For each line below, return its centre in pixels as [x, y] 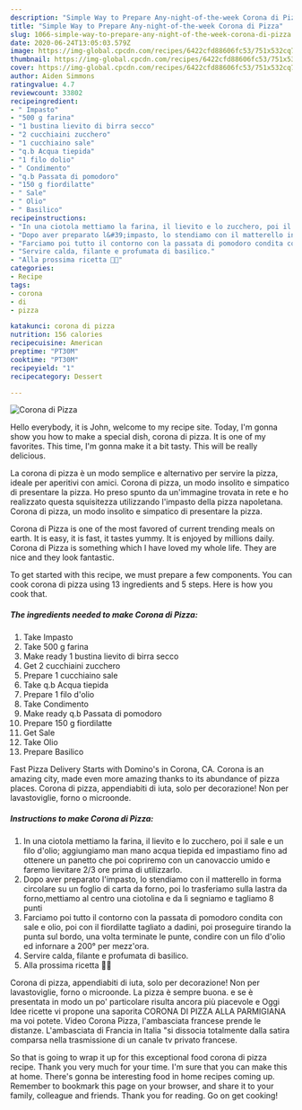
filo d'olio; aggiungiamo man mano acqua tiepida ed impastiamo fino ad [155, 851]
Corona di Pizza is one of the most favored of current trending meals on [143, 529]
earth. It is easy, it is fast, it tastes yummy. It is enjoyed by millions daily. [142, 538]
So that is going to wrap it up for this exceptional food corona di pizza [138, 1058]
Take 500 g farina [56, 647]
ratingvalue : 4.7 [43, 84]
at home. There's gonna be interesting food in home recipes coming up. [143, 1077]
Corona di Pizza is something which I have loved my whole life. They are [143, 548]
